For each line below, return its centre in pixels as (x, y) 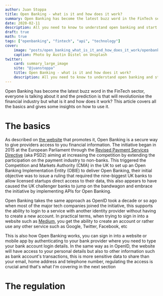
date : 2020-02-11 (23, 23)
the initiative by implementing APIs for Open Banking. (58, 191)
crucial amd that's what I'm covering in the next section (60, 266)
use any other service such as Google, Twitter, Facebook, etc (66, 226)
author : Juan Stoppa (26, 9)
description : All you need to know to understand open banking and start (81, 28)
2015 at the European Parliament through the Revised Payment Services (77, 150)
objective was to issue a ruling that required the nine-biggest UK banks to (79, 176)
